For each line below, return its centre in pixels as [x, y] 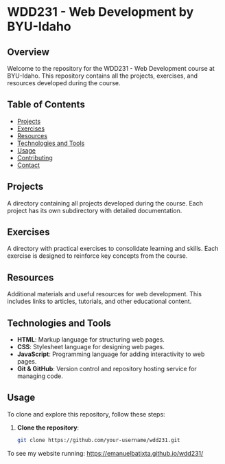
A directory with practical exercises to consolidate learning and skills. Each [113, 249]
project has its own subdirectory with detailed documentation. [95, 210]
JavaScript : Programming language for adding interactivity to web [111, 354]
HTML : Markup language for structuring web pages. [91, 340]
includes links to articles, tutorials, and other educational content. [99, 301]
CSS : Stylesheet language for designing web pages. [91, 347]
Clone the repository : [48, 428]
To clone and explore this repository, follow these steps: [86, 414]
